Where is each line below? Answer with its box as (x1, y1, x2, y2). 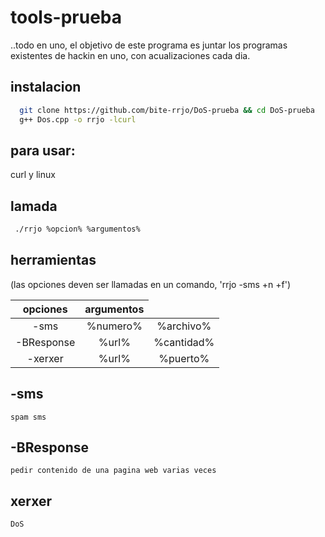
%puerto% (158, 351, 210, 365)
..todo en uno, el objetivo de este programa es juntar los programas (10, 39, 288, 51)
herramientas (10, 252, 97, 269)
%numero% (86, 319, 143, 333)
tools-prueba (10, 6, 123, 29)
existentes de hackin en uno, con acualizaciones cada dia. (10, 49, 251, 61)
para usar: (10, 142, 76, 159)
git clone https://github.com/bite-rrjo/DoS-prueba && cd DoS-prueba (19, 105, 315, 115)
